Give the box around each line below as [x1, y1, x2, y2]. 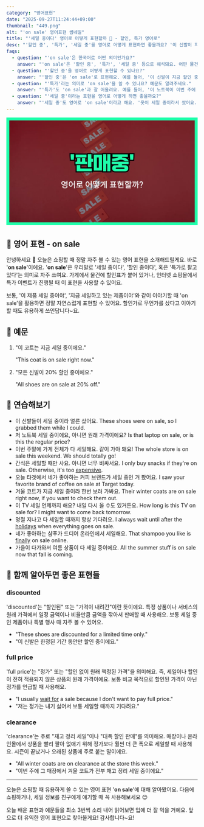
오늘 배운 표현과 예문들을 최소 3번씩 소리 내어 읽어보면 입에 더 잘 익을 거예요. [6, 806, 188, 814]
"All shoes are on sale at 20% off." [15, 381, 101, 388]
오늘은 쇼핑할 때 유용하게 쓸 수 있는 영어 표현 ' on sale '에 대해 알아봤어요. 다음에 [6, 786, 194, 794]
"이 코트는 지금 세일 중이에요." [15, 344, 87, 351]
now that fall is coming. [15, 551, 74, 558]
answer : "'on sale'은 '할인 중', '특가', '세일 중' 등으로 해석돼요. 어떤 [17, 61, 188, 67]
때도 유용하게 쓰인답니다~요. [12, 307, 80, 315]
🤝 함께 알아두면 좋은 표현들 [6, 570, 100, 581]
